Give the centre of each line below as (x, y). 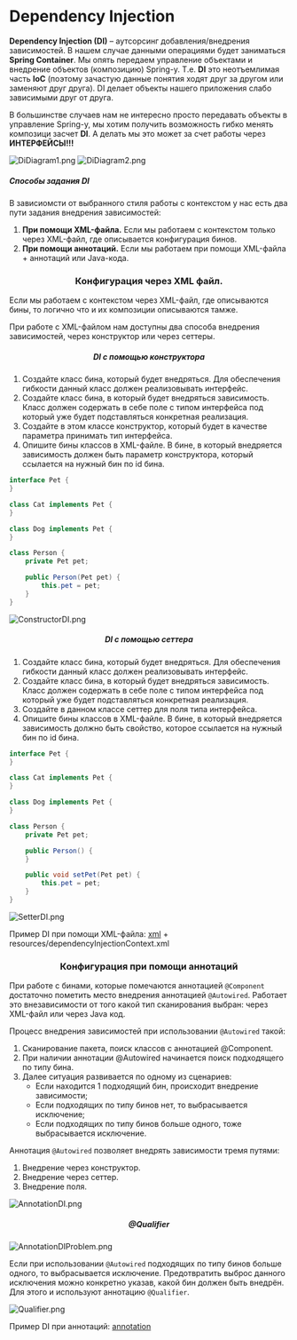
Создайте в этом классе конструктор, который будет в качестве (145, 426)
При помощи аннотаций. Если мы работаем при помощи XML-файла (154, 248)
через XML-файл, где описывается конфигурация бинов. (129, 239)
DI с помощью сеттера (149, 639)
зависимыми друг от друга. (61, 97)
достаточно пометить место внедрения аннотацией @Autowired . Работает (148, 995)
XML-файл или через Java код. (67, 1014)
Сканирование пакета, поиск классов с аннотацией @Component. (148, 1049)
